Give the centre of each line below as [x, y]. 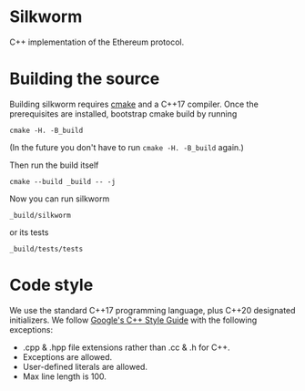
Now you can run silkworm [60, 199]
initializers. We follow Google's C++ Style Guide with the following [133, 320]
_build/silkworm [40, 215]
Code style [51, 285]
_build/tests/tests [46, 249]
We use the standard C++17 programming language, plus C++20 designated [152, 310]
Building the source [85, 79]
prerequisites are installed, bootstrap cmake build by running [123, 113]
